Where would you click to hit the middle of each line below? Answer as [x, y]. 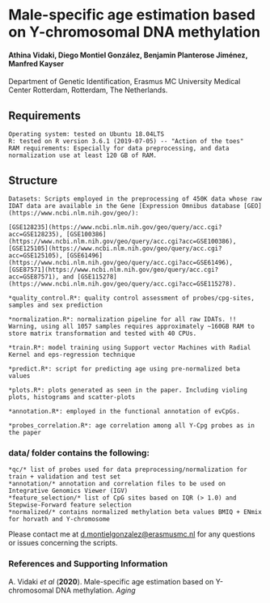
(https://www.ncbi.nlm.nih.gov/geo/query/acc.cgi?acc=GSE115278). [122, 284]
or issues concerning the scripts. [63, 543]
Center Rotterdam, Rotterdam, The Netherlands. [88, 90]
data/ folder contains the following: [79, 452]
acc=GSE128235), [36, 235]
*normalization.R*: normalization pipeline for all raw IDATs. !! [122, 320]
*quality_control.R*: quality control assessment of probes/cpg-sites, [131, 298]
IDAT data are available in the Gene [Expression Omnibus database [124, 206]
